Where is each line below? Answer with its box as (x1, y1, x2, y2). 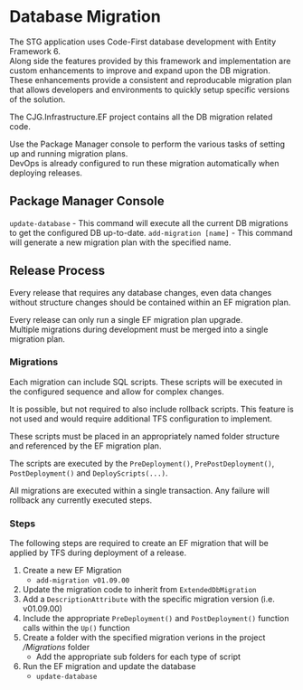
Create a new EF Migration (22, 565, 122, 576)
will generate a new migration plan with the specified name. (9, 237, 232, 248)
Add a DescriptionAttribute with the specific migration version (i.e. (22, 594, 276, 605)
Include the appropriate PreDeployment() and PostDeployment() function (22, 613, 289, 624)
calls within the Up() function (22, 622, 131, 634)
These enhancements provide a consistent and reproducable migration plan (9, 74, 292, 85)
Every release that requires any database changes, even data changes (9, 287, 272, 298)
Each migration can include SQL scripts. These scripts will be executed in (9, 376, 283, 387)
